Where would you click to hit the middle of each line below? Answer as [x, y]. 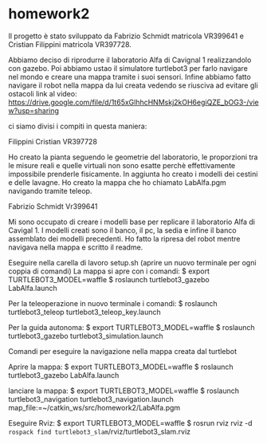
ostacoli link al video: [43, 93]
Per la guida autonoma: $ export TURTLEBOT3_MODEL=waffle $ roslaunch [132, 327]
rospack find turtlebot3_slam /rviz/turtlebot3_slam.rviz [100, 431]
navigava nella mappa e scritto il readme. [76, 247]
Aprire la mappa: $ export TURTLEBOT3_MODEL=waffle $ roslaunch [121, 367]
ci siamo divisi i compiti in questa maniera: [78, 126]
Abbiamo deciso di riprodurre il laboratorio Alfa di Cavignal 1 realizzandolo [130, 60]
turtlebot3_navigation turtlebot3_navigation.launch [91, 399]
